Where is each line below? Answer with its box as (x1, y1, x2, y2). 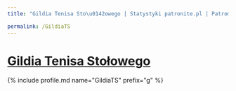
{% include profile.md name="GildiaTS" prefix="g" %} (7, 76, 164, 85)
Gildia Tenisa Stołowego (7, 53, 151, 69)
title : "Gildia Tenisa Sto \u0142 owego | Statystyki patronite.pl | (7, 10, 209, 17)
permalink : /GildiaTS (7, 22, 71, 30)
